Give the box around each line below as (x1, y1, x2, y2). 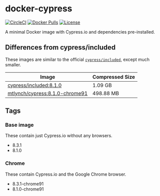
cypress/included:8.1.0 (7, 82, 62, 89)
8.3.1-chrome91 (12, 181, 44, 187)
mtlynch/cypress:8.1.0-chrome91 (7, 90, 88, 97)
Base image (5, 122, 34, 129)
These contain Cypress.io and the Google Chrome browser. (5, 171, 126, 177)
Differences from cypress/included (5, 43, 116, 52)
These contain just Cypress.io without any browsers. (5, 133, 112, 139)
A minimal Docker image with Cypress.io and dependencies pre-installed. (5, 29, 155, 35)
